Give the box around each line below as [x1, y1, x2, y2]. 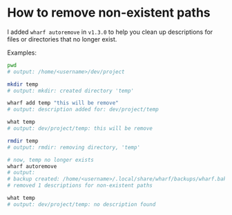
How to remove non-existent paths [7, 5, 211, 21]
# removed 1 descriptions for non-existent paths [7, 182, 153, 189]
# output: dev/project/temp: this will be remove [7, 125, 153, 132]
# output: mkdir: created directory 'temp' [7, 87, 135, 94]
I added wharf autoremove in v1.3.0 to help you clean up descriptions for [7, 28, 213, 36]
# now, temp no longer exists [7, 156, 95, 163]
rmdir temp [7, 137, 39, 144]
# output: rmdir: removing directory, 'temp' [7, 144, 140, 151]
